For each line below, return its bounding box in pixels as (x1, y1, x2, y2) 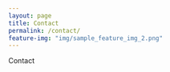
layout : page (8, 11, 52, 20)
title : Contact (8, 19, 59, 27)
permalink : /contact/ (8, 26, 81, 34)
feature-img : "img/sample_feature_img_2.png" (8, 34, 163, 42)
